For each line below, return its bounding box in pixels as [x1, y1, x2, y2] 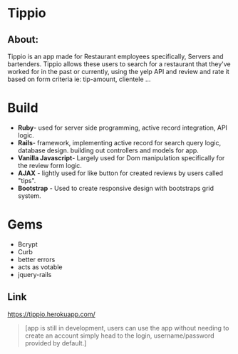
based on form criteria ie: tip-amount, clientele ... [7, 75, 151, 83]
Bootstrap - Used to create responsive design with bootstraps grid [17, 184, 214, 192]
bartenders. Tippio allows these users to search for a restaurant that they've [7, 60, 231, 68]
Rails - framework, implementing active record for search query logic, [17, 138, 222, 147]
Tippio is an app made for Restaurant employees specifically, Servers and [7, 52, 224, 61]
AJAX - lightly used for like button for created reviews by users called [17, 169, 223, 177]
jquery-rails [17, 270, 52, 278]
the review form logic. [17, 161, 82, 170]
